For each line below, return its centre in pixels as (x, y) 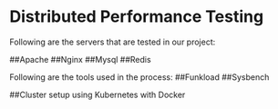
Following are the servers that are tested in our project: (113, 42)
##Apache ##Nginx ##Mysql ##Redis (81, 59)
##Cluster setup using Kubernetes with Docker (98, 94)
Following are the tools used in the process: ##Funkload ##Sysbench (139, 77)
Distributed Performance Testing (137, 17)
